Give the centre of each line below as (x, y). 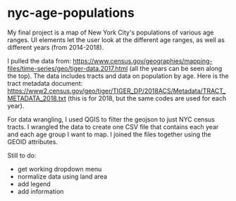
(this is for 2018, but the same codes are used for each (147, 98)
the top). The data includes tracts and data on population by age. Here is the (118, 76)
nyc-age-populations (71, 13)
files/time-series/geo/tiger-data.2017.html (68, 68)
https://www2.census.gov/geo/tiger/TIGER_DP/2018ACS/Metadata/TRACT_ (117, 91)
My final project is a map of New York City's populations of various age (111, 32)
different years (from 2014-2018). (56, 47)
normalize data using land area (62, 176)
